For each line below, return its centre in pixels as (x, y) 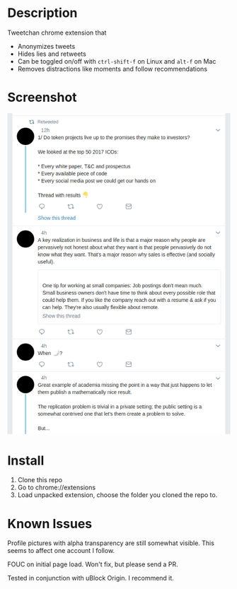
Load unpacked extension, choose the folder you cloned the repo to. (117, 495)
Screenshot (42, 98)
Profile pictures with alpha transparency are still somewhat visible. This (111, 543)
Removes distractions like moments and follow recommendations (112, 69)
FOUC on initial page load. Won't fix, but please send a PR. (93, 564)
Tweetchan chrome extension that (57, 33)
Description (42, 13)
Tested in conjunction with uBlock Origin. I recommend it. (91, 578)
